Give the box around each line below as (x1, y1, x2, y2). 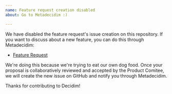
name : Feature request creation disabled (5, 7, 95, 13)
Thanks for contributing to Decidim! (5, 83, 81, 89)
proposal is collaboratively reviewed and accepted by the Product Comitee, (5, 67, 164, 73)
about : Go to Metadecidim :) (5, 12, 68, 17)
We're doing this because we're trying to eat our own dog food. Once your (5, 62, 163, 68)
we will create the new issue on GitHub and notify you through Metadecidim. (5, 72, 167, 79)
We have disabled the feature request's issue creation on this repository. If (5, 31, 163, 37)
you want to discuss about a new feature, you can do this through (5, 36, 144, 43)
